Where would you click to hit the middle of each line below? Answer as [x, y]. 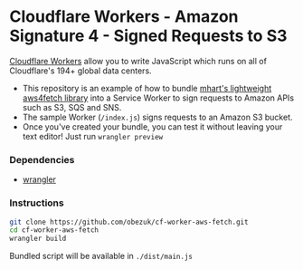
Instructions [37, 203]
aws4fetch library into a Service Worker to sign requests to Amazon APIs [158, 98]
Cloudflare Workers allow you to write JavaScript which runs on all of [138, 61]
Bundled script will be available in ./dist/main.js [101, 256]
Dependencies [42, 159]
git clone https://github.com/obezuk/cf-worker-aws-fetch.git [129, 222]
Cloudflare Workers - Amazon [124, 17]
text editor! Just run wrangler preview [93, 136]
